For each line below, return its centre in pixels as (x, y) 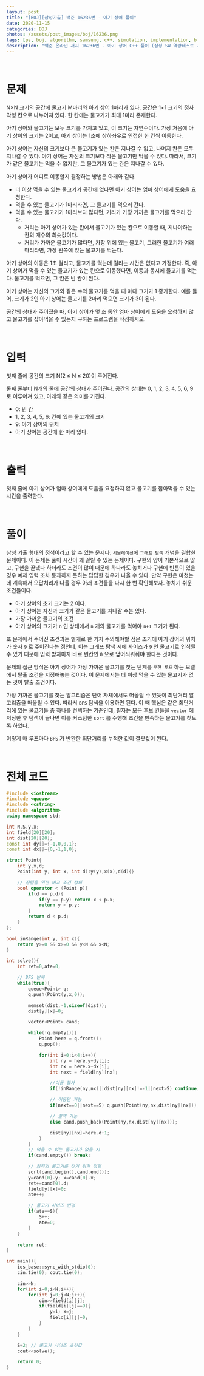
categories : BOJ (27, 29)
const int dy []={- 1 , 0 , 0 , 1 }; (42, 844)
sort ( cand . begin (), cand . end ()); (69, 1172)
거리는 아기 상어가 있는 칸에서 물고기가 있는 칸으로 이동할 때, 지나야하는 (108, 227)
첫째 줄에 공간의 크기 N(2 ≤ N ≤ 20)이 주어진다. (63, 375)
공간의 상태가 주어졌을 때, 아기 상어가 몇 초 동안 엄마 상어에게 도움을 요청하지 (97, 311)
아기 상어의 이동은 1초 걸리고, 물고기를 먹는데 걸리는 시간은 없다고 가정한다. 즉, (99, 263)
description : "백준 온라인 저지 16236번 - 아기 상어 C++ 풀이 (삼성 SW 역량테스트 (100, 46)
